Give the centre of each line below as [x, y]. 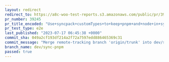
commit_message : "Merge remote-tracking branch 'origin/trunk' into [78, 42]
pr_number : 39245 [23, 19]
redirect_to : [18, 14]
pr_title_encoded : [24, 24]
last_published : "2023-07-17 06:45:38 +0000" [53, 33]
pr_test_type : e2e [24, 28]
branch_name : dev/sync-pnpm [34, 47]
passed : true [18, 51]
